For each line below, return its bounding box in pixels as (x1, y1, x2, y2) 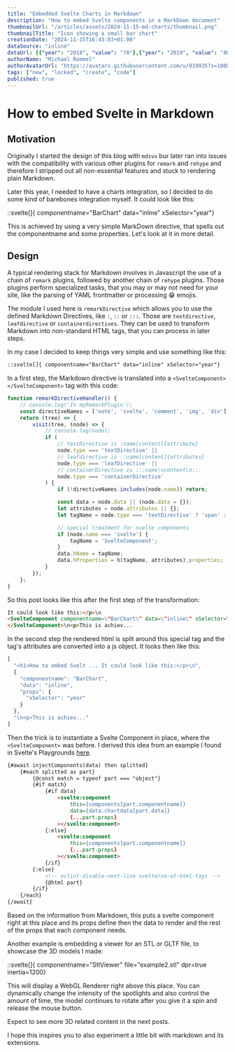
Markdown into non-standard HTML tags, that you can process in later (7, 327, 211, 335)
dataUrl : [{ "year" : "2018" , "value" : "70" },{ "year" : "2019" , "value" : (7, 50, 218, 57)
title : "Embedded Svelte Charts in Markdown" (7, 10, 142, 17)
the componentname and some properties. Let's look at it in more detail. (7, 230, 215, 238)
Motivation (7, 133, 56, 145)
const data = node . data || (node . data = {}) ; (57, 498, 192, 506)
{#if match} (32, 781, 68, 788)
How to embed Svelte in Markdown (7, 106, 215, 121)
